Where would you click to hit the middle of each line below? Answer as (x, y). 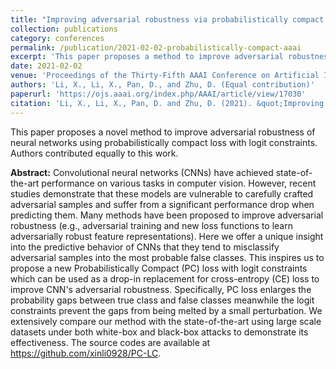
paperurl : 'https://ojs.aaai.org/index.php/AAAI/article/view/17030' (158, 94)
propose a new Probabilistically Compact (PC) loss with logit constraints (159, 268)
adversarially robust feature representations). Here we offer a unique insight (167, 236)
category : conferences (57, 38)
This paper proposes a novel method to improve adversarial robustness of (163, 132)
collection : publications (64, 29)
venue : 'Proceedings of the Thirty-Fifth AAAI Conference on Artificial (165, 76)
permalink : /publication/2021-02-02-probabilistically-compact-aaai (156, 47)
